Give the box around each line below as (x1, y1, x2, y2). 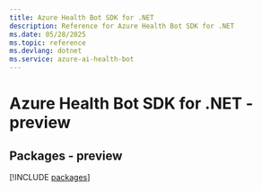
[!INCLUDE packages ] (9, 172, 91, 182)
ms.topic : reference (9, 38, 87, 48)
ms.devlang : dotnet (9, 47, 83, 56)
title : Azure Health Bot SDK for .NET (9, 13, 154, 22)
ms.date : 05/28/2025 (9, 30, 87, 39)
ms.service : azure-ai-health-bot (9, 55, 135, 64)
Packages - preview (9, 148, 123, 163)
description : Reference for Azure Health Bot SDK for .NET (9, 22, 235, 30)
